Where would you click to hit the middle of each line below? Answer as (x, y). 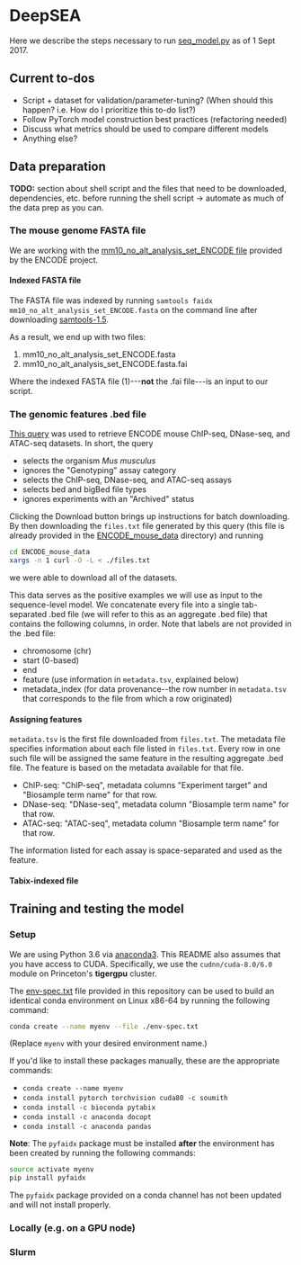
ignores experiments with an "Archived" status (108, 499)
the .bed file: (33, 633)
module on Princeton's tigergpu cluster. (83, 973)
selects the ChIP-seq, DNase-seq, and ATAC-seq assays (127, 480)
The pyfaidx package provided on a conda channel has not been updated (146, 1195)
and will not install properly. (60, 1205)
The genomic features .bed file (78, 414)
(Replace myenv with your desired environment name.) (109, 1044)
